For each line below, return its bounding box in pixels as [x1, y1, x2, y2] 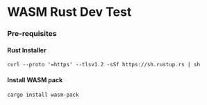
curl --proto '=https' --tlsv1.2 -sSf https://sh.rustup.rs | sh [7, 61, 200, 68]
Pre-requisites [7, 29, 57, 39]
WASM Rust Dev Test [7, 4, 132, 20]
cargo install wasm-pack [7, 91, 79, 98]
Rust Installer [7, 46, 47, 54]
